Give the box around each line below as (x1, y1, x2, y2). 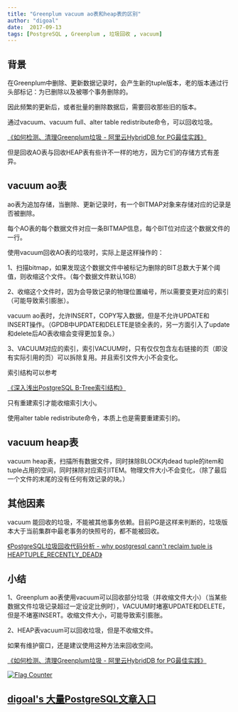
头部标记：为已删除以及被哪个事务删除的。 (7, 88, 132, 96)
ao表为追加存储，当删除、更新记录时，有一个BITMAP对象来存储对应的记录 (7, 200, 225, 209)
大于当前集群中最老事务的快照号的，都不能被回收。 (13, 526, 163, 535)
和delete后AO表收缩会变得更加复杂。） (7, 329, 119, 337)
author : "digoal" (7, 17, 59, 24)
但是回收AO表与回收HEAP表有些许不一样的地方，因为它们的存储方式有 (7, 148, 214, 157)
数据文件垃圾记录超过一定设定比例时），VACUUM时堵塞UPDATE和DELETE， (7, 602, 229, 611)
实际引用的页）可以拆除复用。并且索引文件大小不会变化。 (13, 353, 182, 362)
